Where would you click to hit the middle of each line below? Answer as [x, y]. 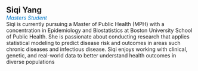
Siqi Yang [24, 10]
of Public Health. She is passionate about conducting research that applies [98, 37]
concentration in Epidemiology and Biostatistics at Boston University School [99, 30]
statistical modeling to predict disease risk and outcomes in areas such [93, 43]
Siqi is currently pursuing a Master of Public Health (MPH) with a [86, 24]
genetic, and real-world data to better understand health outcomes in [91, 55]
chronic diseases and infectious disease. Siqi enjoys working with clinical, [97, 49]
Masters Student [27, 18]
